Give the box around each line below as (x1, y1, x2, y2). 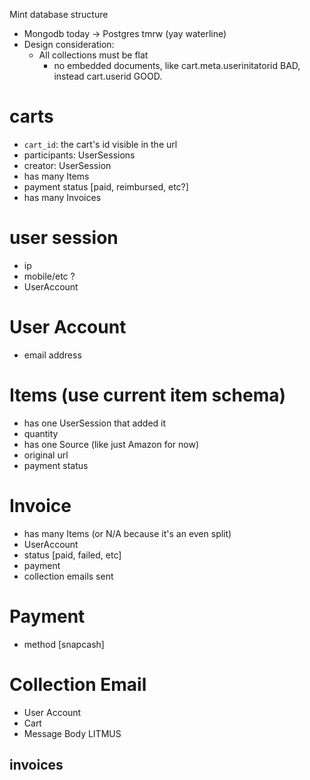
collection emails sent (23, 570, 114, 582)
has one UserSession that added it (23, 417, 167, 429)
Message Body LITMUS (23, 727, 122, 739)
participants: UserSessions (23, 149, 136, 161)
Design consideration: (23, 39, 115, 50)
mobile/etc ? (23, 270, 76, 282)
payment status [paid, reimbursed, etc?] (23, 180, 189, 193)
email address (23, 349, 82, 361)
